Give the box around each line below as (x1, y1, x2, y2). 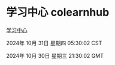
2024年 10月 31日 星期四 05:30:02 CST (6, 39, 102, 46)
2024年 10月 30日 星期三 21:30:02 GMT (6, 52, 104, 59)
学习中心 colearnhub (6, 5, 110, 19)
